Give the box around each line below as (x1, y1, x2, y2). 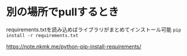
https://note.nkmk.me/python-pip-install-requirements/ (6, 42, 142, 50)
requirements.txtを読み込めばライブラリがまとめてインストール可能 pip (6, 26, 182, 33)
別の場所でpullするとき (6, 5, 119, 19)
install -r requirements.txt (6, 32, 79, 38)
